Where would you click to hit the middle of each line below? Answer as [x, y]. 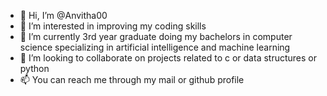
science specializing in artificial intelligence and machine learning [155, 47]
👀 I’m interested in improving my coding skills [113, 26]
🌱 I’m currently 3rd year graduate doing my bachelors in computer [156, 36]
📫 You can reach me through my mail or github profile [132, 79]
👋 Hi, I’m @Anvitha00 [63, 15]
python [34, 68]
